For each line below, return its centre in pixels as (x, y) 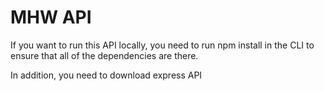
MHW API (51, 17)
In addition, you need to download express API (106, 75)
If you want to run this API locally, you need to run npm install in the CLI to (162, 45)
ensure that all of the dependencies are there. (104, 55)
